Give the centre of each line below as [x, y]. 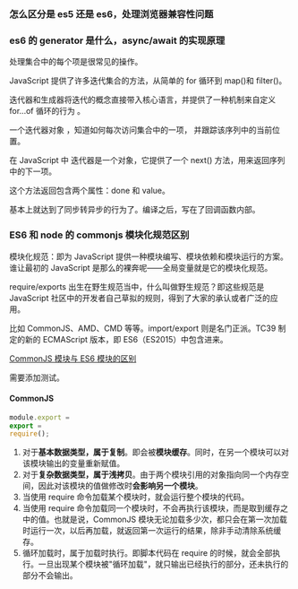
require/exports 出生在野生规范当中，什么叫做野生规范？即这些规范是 [137, 286]
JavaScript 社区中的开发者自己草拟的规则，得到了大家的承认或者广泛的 [140, 298]
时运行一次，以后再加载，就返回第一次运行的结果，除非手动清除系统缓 [152, 531]
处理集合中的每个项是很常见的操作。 [76, 62]
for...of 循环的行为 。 [47, 111]
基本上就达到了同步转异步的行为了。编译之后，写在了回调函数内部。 [135, 210]
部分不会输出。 [50, 576]
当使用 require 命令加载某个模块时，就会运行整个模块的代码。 [136, 497]
